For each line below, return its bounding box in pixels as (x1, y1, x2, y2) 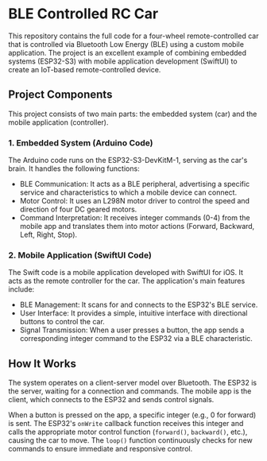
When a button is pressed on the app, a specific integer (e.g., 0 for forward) (8, 410, 257, 420)
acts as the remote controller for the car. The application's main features (8, 276, 246, 286)
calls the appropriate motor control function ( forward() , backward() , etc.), (8, 427, 248, 437)
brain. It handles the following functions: (8, 164, 141, 173)
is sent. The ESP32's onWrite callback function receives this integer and (8, 419, 244, 428)
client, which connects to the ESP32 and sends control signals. (8, 395, 215, 405)
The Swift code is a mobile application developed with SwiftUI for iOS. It (8, 268, 244, 277)
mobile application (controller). (8, 117, 109, 127)
